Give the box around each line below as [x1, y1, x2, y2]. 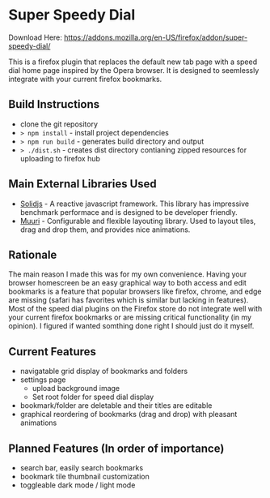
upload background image [32, 384, 120, 393]
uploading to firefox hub [19, 153, 101, 163]
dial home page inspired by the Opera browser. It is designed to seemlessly [8, 65, 259, 75]
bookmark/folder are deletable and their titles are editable [19, 401, 213, 410]
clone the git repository [19, 119, 99, 129]
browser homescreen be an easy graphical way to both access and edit [8, 278, 247, 288]
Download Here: [8, 32, 63, 42]
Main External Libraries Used [8, 177, 158, 191]
